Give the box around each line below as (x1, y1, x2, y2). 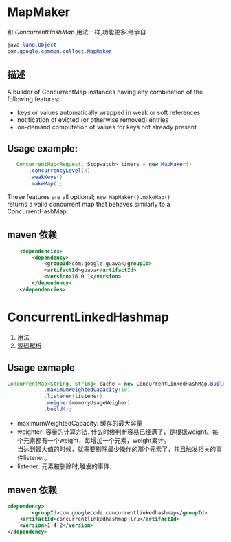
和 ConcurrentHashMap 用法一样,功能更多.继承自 (7, 28, 146, 36)
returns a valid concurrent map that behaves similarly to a (7, 200, 170, 208)
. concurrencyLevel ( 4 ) (28, 167, 91, 174)
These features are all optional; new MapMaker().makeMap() (7, 192, 170, 200)
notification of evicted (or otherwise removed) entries (16, 115, 169, 124)
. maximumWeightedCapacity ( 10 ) (43, 386, 131, 393)
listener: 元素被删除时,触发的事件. (16, 462, 112, 470)
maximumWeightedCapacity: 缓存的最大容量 (16, 419, 143, 427)
